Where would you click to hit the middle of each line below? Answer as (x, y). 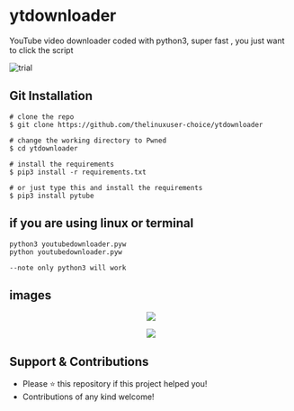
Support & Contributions (79, 361)
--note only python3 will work (68, 268)
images (31, 295)
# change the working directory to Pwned (88, 141)
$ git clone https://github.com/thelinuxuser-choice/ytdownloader (136, 124)
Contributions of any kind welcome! (88, 397)
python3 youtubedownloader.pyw (68, 244)
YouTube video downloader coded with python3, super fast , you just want (147, 41)
